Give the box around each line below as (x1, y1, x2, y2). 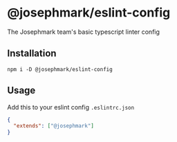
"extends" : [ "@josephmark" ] (13, 123, 95, 130)
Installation (7, 48, 57, 59)
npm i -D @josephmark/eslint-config (7, 65, 113, 73)
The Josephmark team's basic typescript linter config (7, 28, 160, 36)
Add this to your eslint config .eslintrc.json (7, 103, 135, 111)
